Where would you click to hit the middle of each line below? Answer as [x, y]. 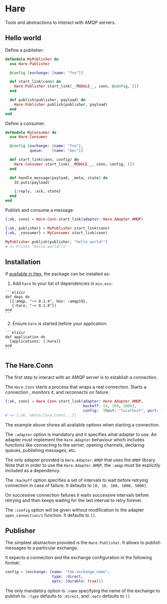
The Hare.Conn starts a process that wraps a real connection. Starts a [76, 387]
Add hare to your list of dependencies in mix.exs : [62, 283]
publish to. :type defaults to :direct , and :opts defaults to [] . [68, 596]
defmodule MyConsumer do [31, 132]
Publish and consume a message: [40, 210]
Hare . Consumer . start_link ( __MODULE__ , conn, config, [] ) [74, 164]
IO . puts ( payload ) [32, 182]
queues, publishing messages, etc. [41, 450]
